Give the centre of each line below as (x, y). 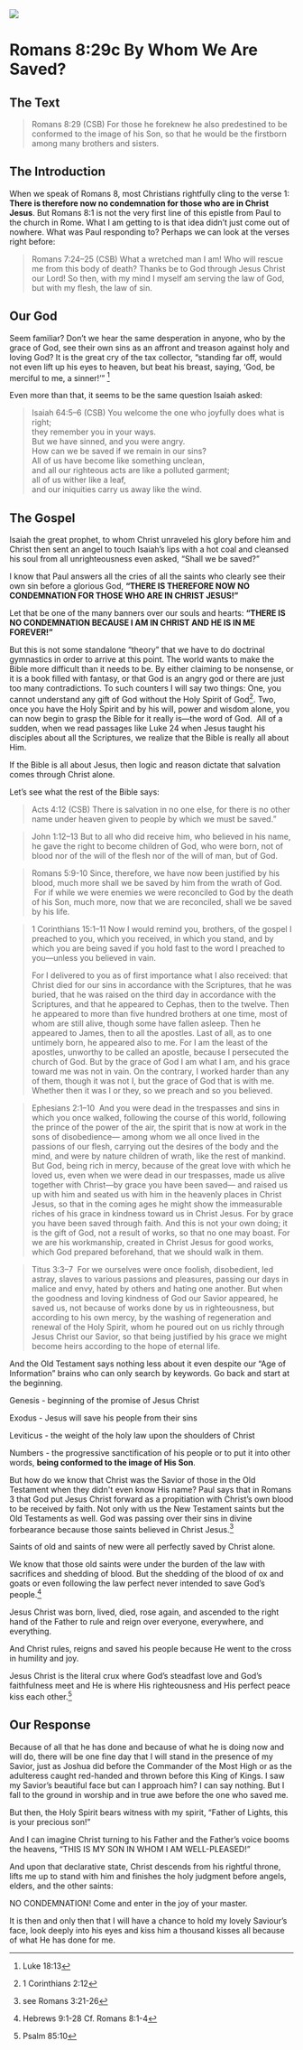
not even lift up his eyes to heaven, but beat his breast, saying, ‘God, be (142, 367)
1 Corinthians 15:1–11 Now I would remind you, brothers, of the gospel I (161, 928)
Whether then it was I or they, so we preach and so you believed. (152, 1090)
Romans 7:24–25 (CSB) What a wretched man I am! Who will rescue (157, 259)
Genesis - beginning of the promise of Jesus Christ (105, 1400)
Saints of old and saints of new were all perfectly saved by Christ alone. (142, 1547)
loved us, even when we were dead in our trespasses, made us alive (158, 1175)
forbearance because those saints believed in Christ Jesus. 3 (122, 1528)
